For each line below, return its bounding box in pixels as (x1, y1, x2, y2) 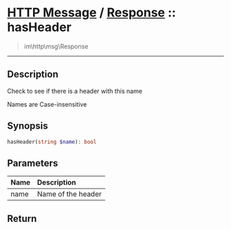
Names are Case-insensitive (7, 100, 87, 108)
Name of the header (36, 189, 102, 199)
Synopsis (7, 120, 48, 132)
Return (7, 212, 37, 224)
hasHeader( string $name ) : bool (7, 138, 97, 145)
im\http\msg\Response (23, 42, 89, 50)
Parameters (7, 157, 58, 169)
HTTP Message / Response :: (7, 5, 177, 21)
